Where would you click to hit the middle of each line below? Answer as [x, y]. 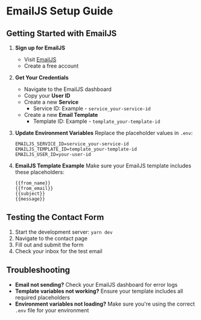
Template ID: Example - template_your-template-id [97, 121]
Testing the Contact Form [55, 217]
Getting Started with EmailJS [62, 33]
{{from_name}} [33, 183]
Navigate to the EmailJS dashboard [68, 89]
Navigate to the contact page [51, 238]
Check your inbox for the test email [59, 251]
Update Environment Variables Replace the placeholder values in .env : [104, 133]
